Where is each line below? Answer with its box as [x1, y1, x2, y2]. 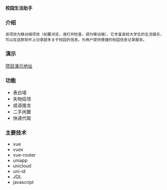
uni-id [12, 168, 26, 175]
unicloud [12, 163, 32, 169]
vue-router [12, 152, 36, 158]
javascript [12, 179, 34, 185]
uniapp [12, 157, 28, 163]
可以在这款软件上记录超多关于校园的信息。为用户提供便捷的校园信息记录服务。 [5, 37, 147, 43]
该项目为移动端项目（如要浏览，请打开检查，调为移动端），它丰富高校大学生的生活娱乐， [5, 32, 164, 37]
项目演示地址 [5, 62, 32, 69]
